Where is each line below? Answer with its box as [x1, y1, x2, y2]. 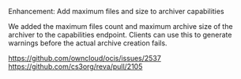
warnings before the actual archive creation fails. [8, 38, 168, 48]
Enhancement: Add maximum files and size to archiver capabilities [8, 7, 224, 16]
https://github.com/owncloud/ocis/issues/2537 [8, 54, 162, 63]
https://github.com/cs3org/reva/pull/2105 [8, 62, 143, 71]
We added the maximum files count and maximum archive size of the [8, 22, 233, 31]
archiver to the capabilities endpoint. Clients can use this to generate [8, 31, 232, 39]
